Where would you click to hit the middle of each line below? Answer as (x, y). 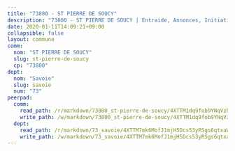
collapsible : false (36, 33)
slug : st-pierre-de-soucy (51, 59)
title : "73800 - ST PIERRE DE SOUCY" (62, 14)
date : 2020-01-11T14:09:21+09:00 (56, 26)
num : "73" (28, 91)
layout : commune (31, 40)
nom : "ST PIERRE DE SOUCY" (53, 53)
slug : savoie (33, 85)
